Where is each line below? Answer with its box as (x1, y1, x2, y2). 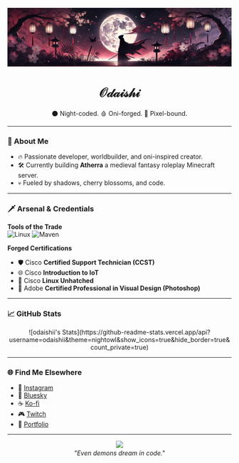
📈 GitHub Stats (7, 309, 62, 319)
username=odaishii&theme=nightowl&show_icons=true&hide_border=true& (9, 335, 230, 344)
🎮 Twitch (17, 410, 46, 418)
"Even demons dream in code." (73, 449, 166, 457)
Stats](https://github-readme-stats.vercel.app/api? (62, 328, 211, 336)
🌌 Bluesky (17, 391, 48, 400)
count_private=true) (90, 343, 149, 351)
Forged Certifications (7, 244, 73, 252)
